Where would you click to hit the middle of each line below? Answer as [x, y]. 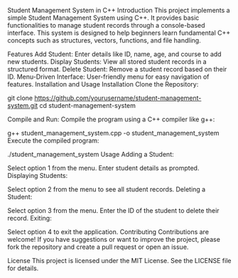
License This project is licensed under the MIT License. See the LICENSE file [119, 261]
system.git [23, 105]
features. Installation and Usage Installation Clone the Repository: [103, 84]
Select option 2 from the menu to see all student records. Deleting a [107, 189]
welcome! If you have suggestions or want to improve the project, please [114, 239]
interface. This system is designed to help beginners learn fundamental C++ [119, 33]
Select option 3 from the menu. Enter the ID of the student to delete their [113, 211]
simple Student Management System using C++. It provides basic [103, 18]
